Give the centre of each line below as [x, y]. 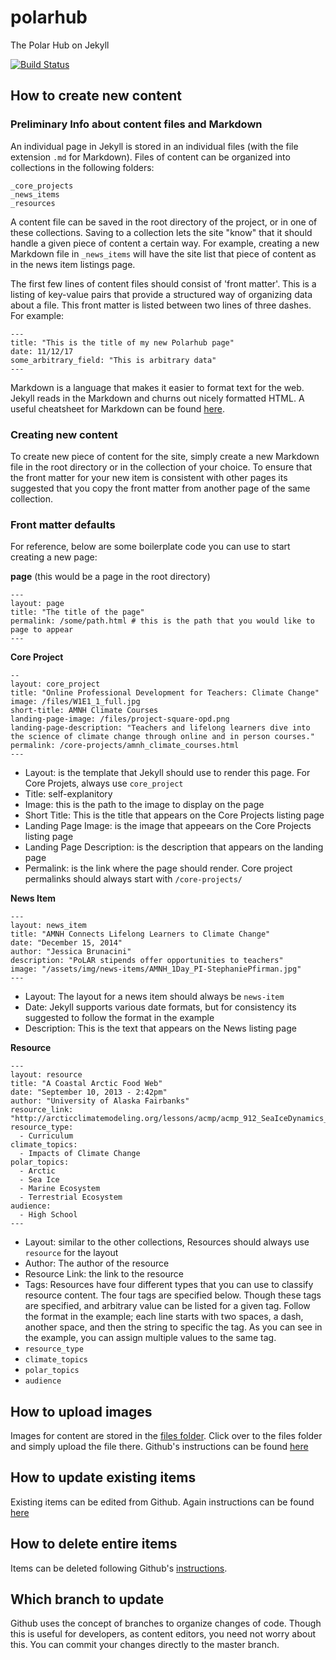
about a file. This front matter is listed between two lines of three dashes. [161, 305]
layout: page [37, 604]
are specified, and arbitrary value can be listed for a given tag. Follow [167, 1306]
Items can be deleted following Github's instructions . [119, 1568]
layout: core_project [55, 684]
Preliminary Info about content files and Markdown [136, 124]
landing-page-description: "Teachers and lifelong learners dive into [160, 728]
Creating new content [64, 434]
